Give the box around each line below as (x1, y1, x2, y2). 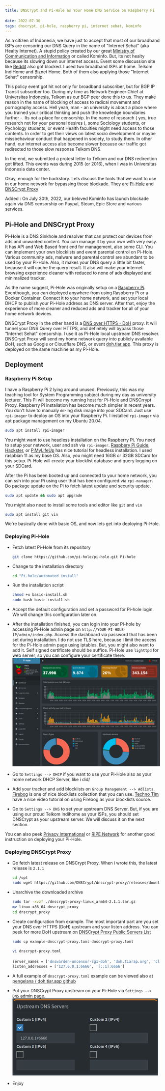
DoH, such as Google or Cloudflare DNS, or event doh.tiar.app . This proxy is (5, 341, 159, 347)
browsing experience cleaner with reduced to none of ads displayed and (5, 270, 152, 276)
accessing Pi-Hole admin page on (12, 626, 81, 632)
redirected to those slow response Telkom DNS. (5, 146, 102, 152)
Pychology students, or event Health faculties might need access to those (5, 125, 155, 131)
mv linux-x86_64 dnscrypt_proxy (12, 904, 79, 910)
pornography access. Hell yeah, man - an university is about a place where (5, 105, 157, 111)
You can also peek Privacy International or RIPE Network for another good (5, 831, 155, 837)
